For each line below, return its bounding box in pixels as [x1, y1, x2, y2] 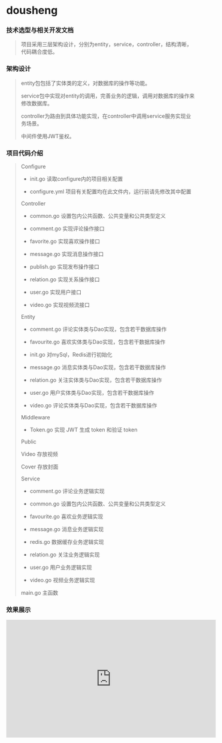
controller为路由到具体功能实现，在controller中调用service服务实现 [20, 112, 187, 120]
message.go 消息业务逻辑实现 [29, 526, 104, 533]
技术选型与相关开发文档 [6, 26, 74, 35]
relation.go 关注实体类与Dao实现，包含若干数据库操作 [29, 376, 162, 383]
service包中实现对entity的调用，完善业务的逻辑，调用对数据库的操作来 [20, 92, 195, 99]
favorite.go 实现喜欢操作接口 [29, 237, 101, 245]
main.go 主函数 [20, 589, 59, 596]
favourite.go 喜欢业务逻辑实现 [29, 513, 104, 520]
